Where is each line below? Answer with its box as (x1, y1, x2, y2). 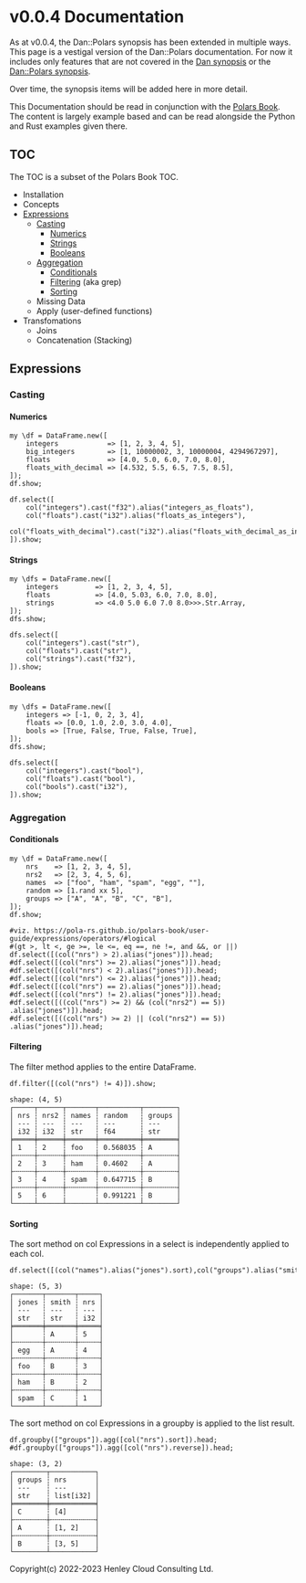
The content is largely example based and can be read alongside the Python (9, 111, 296, 121)
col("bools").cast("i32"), (25, 782, 128, 791)
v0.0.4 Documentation (9, 6, 185, 27)
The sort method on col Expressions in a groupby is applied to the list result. (9, 1418, 295, 1429)
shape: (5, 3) (9, 1282, 64, 1292)
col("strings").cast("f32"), (25, 655, 137, 664)
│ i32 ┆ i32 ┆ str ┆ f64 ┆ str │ (9, 1127, 181, 1136)
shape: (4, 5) (9, 1095, 64, 1104)
